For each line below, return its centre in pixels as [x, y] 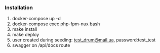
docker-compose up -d [36, 19]
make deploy [26, 35]
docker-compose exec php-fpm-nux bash [56, 24]
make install [25, 29]
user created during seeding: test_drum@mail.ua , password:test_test [84, 40]
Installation [19, 8]
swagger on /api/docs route [41, 45]
